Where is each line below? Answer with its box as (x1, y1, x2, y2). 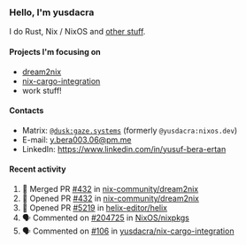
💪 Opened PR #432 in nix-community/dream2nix (21, 193, 199, 203)
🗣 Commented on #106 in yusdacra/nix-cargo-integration (21, 226, 234, 236)
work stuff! (21, 85, 62, 96)
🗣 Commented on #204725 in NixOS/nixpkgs (21, 212, 190, 223)
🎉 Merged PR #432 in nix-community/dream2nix (21, 183, 199, 194)
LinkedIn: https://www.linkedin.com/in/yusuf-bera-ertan (21, 143, 227, 154)
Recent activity (9, 164, 66, 174)
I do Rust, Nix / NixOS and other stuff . (9, 27, 146, 37)
